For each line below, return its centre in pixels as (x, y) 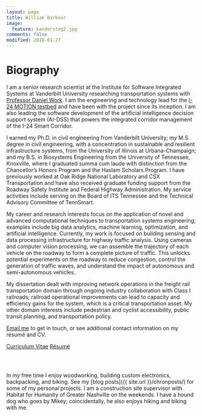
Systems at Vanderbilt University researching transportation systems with (98, 93)
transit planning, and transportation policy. (59, 316)
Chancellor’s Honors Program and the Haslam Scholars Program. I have (96, 170)
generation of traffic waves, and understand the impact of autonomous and (100, 266)
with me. (17, 407)
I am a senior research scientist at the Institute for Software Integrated (94, 87)
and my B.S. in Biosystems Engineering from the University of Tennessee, (98, 157)
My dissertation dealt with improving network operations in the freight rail (98, 284)
